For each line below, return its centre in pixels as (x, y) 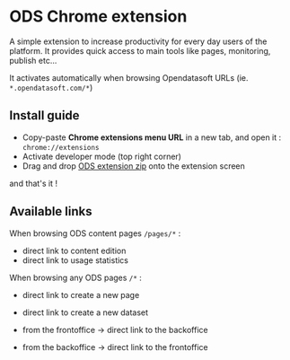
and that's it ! (34, 183)
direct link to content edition (74, 250)
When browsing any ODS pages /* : (75, 277)
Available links (51, 211)
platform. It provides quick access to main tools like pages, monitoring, (140, 50)
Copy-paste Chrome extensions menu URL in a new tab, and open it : (152, 137)
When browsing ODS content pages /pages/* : (95, 233)
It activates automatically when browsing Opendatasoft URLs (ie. (129, 77)
